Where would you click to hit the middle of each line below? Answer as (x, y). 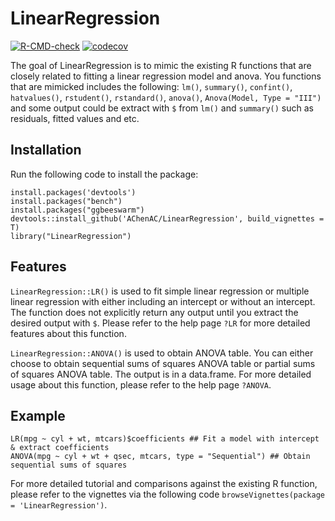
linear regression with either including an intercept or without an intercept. (163, 301)
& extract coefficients (60, 448)
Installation (46, 150)
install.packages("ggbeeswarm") (77, 210)
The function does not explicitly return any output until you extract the (154, 312)
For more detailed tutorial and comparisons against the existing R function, (164, 484)
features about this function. (68, 333)
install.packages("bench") (66, 201)
